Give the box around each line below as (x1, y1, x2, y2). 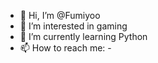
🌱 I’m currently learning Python (19, 31, 148, 42)
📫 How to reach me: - (19, 42, 112, 54)
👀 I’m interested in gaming (19, 20, 128, 32)
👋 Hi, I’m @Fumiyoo (19, 10, 101, 21)
